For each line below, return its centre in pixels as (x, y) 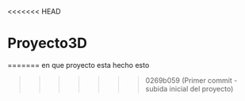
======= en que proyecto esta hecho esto (78, 65)
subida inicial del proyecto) (189, 88)
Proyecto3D (48, 43)
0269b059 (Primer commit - (191, 80)
